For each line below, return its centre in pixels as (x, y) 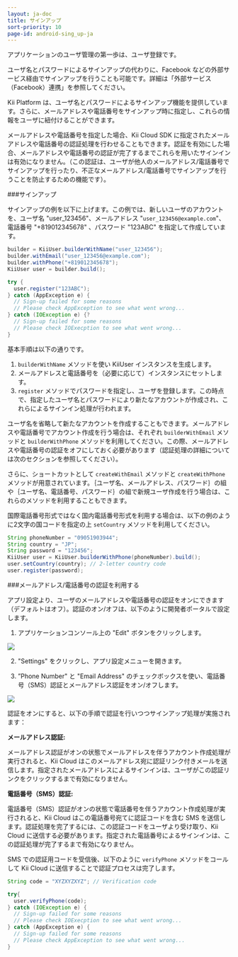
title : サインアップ (34, 21)
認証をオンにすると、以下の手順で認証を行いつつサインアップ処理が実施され (119, 713)
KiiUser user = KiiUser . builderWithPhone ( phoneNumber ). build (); (104, 557)
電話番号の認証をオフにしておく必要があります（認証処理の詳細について (125, 449)
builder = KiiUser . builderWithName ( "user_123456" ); (85, 250)
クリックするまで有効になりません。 (79, 779)
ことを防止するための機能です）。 (61, 179)
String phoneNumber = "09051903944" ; (63, 538)
